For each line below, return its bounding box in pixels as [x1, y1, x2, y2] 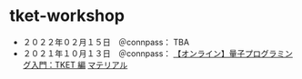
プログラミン [245, 47, 294, 59]
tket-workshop [9, 5, 126, 26]
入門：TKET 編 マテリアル [30, 59, 128, 70]
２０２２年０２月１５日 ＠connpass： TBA [22, 36, 189, 47]
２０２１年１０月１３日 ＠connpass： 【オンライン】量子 [22, 47, 246, 59]
